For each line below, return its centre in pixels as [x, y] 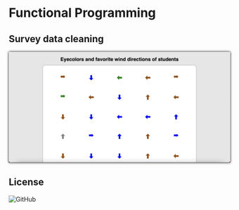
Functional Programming [82, 13]
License [26, 182]
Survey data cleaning [57, 39]
